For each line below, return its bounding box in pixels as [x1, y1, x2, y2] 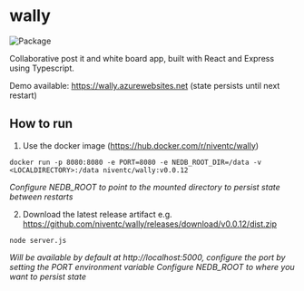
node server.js [9, 236, 67, 245]
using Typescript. [9, 63, 74, 73]
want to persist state [9, 271, 86, 282]
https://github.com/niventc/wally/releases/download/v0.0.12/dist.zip [22, 218, 278, 229]
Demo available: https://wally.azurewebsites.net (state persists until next [9, 80, 280, 91]
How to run [9, 116, 74, 131]
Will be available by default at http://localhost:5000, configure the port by [9, 251, 286, 263]
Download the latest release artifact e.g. [22, 209, 172, 219]
